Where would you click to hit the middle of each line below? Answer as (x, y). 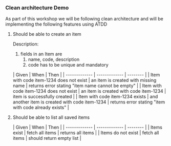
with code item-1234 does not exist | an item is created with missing (84, 80)
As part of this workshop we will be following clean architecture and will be (84, 19)
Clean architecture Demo (37, 8)
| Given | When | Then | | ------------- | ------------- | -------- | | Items (88, 128)
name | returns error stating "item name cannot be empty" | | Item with (87, 86)
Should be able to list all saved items (51, 117)
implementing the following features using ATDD (56, 24)
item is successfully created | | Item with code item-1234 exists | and (85, 97)
